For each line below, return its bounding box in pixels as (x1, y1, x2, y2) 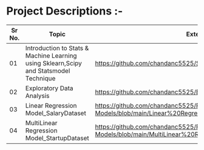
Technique (25, 74, 56, 82)
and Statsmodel (25, 67, 70, 75)
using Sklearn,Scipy (25, 59, 82, 67)
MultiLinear (25, 119, 58, 127)
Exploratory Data (25, 83, 73, 92)
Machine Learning (25, 51, 77, 60)
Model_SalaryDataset (25, 109, 86, 117)
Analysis (25, 91, 50, 100)
